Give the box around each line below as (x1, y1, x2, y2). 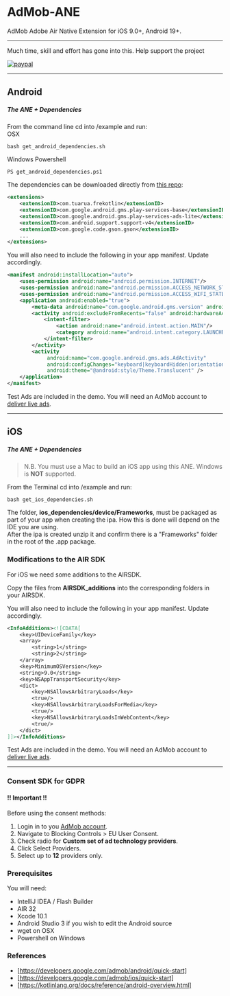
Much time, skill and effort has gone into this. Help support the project (7, 46, 205, 55)
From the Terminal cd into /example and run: (7, 483, 132, 491)
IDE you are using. (7, 523, 59, 531)
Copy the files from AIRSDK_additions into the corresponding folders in (7, 583, 210, 592)
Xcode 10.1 (16, 912, 47, 920)
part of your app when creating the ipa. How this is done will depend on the (7, 516, 220, 524)
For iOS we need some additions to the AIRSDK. (7, 570, 142, 579)
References (7, 951, 47, 960)
